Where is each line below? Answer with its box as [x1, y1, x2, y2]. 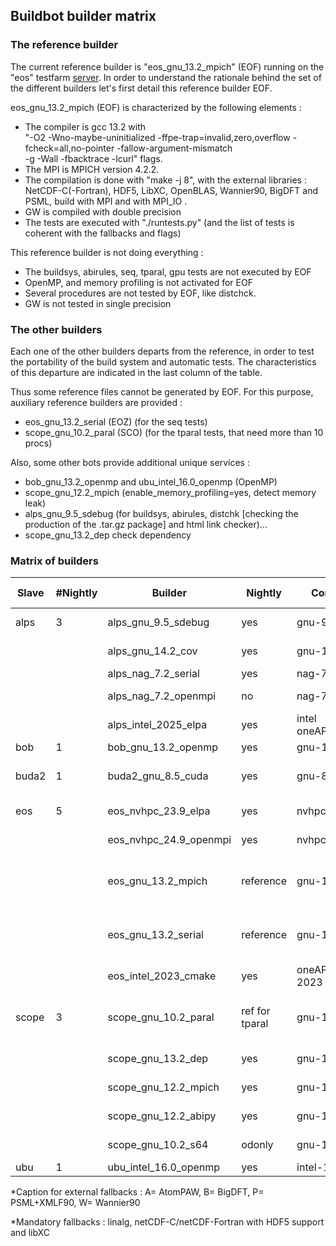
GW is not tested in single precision [24, 297, 172, 309]
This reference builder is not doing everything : [10, 246, 204, 258]
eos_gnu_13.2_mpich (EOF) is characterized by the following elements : [10, 101, 302, 113]
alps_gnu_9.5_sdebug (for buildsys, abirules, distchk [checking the [24, 507, 299, 519]
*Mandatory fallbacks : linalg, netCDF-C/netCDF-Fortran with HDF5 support [10, 1216, 325, 1228]
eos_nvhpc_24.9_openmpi [107, 833, 232, 847]
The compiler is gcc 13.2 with [24, 120, 147, 133]
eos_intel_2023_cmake [107, 969, 217, 983]
